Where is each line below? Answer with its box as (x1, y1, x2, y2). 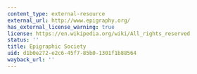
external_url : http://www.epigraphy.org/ (7, 17, 131, 24)
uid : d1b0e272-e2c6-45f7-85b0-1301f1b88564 (7, 50, 137, 57)
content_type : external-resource (7, 10, 106, 18)
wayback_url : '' (7, 56, 55, 63)
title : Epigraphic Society (7, 43, 87, 50)
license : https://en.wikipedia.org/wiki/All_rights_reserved (7, 30, 191, 37)
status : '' (7, 37, 39, 44)
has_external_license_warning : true (7, 23, 115, 30)
